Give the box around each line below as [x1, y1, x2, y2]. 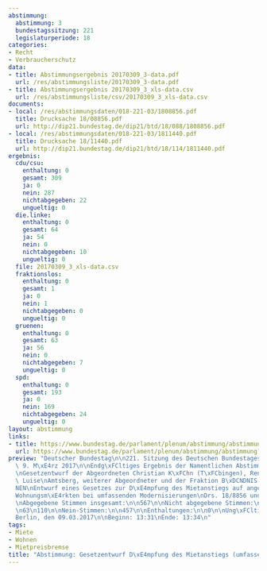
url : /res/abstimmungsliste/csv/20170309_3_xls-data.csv [15, 93, 208, 101]
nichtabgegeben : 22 [22, 196, 87, 204]
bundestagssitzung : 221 [15, 26, 94, 34]
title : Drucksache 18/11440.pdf [15, 137, 123, 145]
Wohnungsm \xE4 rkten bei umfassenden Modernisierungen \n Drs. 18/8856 [15, 492, 247, 500]
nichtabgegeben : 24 [22, 411, 87, 419]
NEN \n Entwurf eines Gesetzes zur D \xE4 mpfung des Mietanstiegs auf [15, 484, 244, 492]
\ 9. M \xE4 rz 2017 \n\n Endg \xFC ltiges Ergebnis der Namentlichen [15, 462, 233, 470]
